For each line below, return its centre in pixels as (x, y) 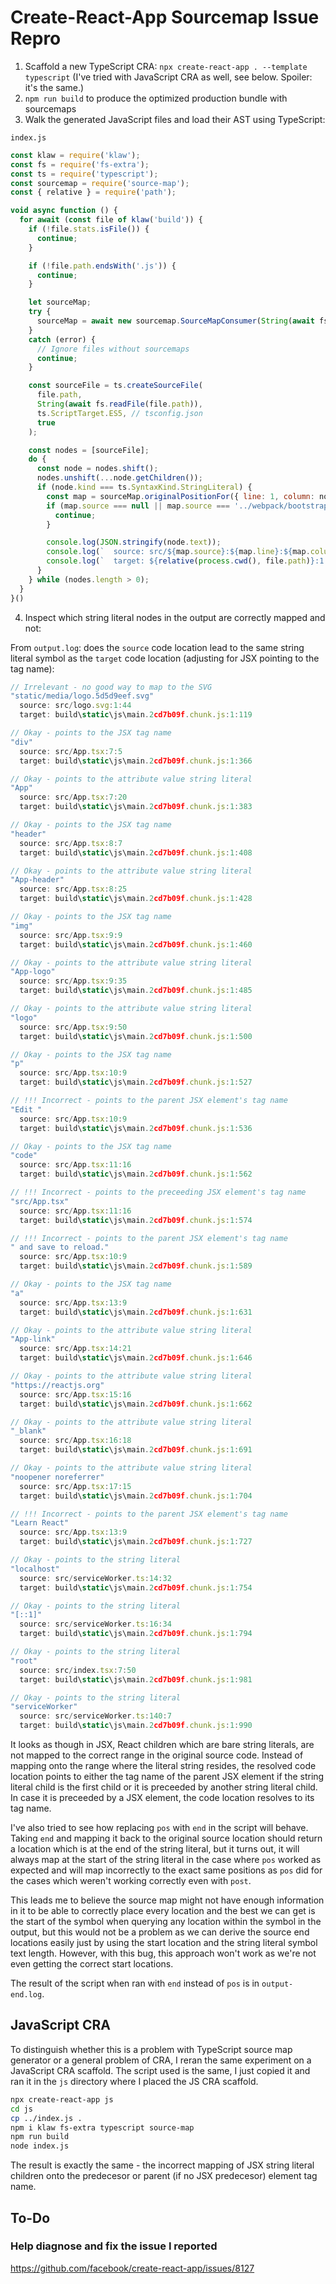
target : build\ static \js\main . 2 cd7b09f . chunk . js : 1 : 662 (136, 1404)
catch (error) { (62, 339)
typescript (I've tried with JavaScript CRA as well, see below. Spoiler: (168, 77)
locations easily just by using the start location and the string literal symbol (164, 1943)
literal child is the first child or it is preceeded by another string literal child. (164, 1787)
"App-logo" (33, 972)
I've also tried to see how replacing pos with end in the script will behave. (159, 1828)
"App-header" (37, 880)
